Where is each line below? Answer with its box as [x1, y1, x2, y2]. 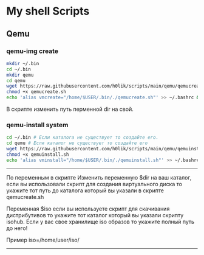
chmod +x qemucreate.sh [6, 89, 67, 95]
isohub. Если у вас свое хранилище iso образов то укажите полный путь [6, 218, 195, 225]
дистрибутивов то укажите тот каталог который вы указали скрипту [6, 211, 184, 218]
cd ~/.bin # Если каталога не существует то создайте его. [6, 134, 159, 141]
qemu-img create [6, 47, 59, 55]
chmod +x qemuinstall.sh [6, 151, 69, 158]
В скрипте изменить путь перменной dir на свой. [6, 105, 134, 113]
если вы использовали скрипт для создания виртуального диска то [6, 180, 182, 187]
